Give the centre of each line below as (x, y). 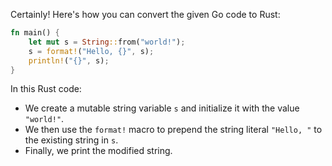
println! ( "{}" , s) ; (69, 60)
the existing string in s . (71, 140)
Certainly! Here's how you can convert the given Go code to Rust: (145, 14)
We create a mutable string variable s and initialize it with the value (162, 108)
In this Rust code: (46, 89)
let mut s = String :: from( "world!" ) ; (107, 42)
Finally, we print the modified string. (98, 151)
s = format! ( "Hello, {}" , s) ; (91, 51)
